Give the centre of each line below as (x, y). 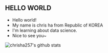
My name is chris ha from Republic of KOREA (58, 25)
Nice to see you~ (29, 35)
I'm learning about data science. (44, 30)
